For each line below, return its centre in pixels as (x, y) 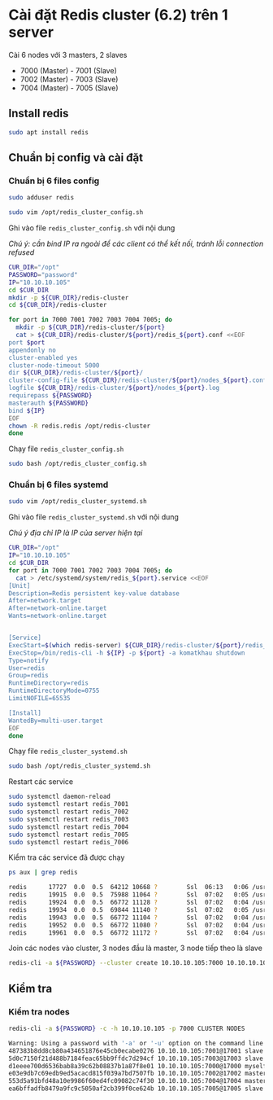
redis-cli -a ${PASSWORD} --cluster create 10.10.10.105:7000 (116, 963)
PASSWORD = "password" (43, 274)
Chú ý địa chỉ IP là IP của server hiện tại (76, 533)
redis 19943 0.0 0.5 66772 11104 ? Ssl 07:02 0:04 (129, 918)
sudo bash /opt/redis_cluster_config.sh (78, 464)
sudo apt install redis (49, 132)
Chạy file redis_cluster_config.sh (66, 449)
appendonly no (32, 350)
